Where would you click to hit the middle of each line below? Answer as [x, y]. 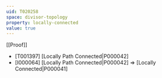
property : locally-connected [42, 22]
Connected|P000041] [41, 69]
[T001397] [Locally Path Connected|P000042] [72, 56]
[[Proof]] [17, 45]
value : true [21, 28]
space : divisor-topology [37, 17]
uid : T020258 [22, 12]
